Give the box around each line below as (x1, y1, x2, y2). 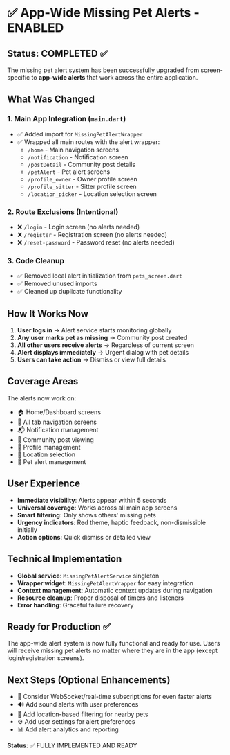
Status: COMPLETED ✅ (7, 47, 108, 60)
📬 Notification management (17, 425, 99, 434)
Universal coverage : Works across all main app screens (17, 504, 178, 512)
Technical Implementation (7, 553, 122, 565)
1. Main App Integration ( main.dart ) (7, 114, 126, 124)
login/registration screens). (7, 654, 84, 662)
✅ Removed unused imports (17, 279, 98, 288)
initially (17, 525, 38, 534)
